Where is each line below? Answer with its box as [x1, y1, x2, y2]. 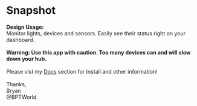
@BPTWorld [6, 93, 37, 101]
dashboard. [6, 36, 35, 43]
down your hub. [6, 55, 47, 62]
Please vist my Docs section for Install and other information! [6, 68, 158, 75]
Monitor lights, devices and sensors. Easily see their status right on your [6, 29, 186, 37]
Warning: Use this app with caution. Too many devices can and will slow [6, 49, 192, 56]
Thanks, [6, 80, 27, 87]
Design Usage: [6, 23, 44, 31]
